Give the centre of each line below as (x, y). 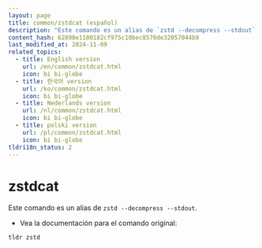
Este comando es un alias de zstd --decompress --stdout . (103, 208)
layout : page (30, 15)
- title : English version (58, 60)
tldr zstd (24, 238)
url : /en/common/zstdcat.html (72, 67)
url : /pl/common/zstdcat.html (72, 132)
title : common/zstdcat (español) (63, 23)
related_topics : (35, 52)
